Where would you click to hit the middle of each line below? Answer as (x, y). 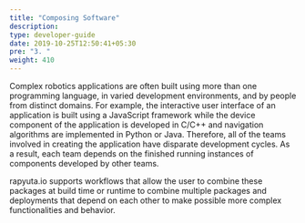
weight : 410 (32, 60)
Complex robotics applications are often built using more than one (133, 86)
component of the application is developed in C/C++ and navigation (137, 125)
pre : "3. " (30, 52)
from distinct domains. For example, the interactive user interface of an (142, 105)
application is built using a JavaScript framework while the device (132, 115)
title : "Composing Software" (65, 18)
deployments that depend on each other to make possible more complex (146, 200)
